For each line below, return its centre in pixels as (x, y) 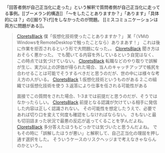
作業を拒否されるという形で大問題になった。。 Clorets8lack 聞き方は (90, 49)
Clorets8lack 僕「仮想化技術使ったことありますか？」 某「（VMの (83, 36)
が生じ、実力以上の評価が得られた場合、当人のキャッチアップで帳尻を (88, 67)
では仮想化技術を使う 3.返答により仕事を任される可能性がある (84, 86)
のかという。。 (31, 145)
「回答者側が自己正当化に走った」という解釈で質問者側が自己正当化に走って (82, 7)
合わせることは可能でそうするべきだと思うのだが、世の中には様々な (86, 73)
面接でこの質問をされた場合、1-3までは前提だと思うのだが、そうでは (87, 96)
